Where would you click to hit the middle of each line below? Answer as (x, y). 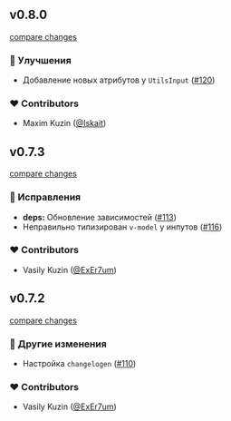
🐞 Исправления (45, 197)
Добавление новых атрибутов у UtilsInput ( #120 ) (119, 80)
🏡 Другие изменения (58, 344)
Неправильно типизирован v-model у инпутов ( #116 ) (122, 227)
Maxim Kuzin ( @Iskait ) (64, 123)
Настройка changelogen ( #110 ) (79, 363)
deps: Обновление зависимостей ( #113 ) (99, 217)
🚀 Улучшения (40, 60)
